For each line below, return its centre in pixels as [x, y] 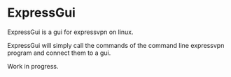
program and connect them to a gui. [59, 53]
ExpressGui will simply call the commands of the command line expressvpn [116, 45]
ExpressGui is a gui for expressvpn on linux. [71, 32]
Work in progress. [33, 66]
